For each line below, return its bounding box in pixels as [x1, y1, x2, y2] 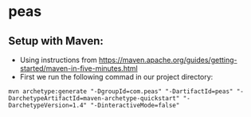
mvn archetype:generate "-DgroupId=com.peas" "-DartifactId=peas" [8, 88, 233, 96]
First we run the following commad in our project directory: [19, 72, 214, 81]
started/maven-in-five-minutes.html [19, 64, 138, 73]
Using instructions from [19, 55, 97, 64]
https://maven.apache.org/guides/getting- [98, 55, 237, 64]
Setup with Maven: [8, 34, 104, 48]
